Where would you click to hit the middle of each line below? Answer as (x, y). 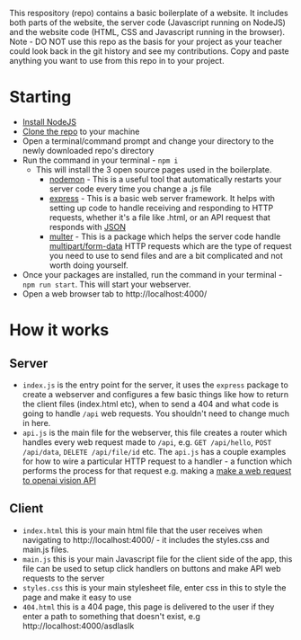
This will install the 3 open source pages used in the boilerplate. (154, 169)
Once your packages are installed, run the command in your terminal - (152, 274)
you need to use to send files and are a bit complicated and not (166, 255)
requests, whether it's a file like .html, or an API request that (160, 217)
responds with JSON (87, 227)
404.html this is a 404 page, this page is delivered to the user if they (148, 607)
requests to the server (63, 578)
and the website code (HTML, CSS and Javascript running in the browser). (147, 32)
